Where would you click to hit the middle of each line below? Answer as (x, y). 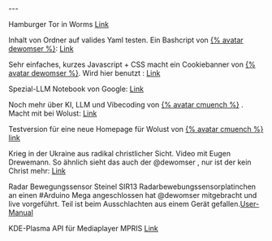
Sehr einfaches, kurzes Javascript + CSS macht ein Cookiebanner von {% (132, 64)
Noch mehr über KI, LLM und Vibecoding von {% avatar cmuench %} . (126, 105)
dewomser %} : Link (41, 48)
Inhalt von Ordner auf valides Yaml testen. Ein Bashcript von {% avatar (126, 40)
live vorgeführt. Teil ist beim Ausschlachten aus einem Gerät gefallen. (125, 204)
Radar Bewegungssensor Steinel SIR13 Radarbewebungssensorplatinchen (132, 186)
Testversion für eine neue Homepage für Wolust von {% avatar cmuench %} (136, 129)
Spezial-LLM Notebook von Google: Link (76, 89)
